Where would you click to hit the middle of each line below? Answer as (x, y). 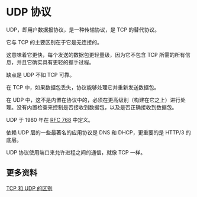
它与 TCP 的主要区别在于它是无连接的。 (54, 42)
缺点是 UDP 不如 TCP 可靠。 (41, 75)
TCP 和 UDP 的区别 (30, 188)
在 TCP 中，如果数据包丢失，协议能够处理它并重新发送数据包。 (83, 87)
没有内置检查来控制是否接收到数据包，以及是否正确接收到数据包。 (97, 107)
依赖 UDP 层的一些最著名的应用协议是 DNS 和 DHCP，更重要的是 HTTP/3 (95, 132)
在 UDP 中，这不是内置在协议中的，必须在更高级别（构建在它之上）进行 (93, 100)
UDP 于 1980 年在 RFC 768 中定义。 (50, 120)
